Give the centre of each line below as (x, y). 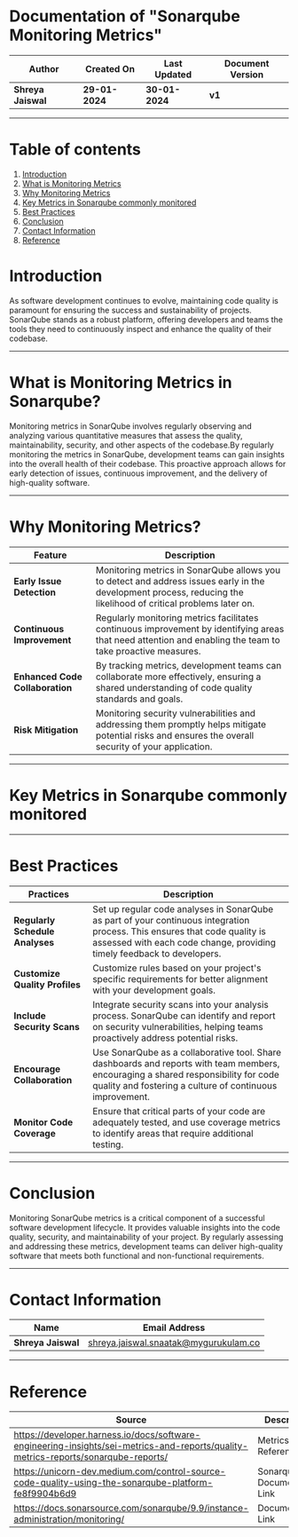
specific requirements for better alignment (180, 978)
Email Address (174, 1327)
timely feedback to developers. (157, 954)
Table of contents (75, 150)
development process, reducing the (170, 592)
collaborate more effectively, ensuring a (179, 677)
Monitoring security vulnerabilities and (176, 713)
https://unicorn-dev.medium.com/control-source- (120, 1471)
